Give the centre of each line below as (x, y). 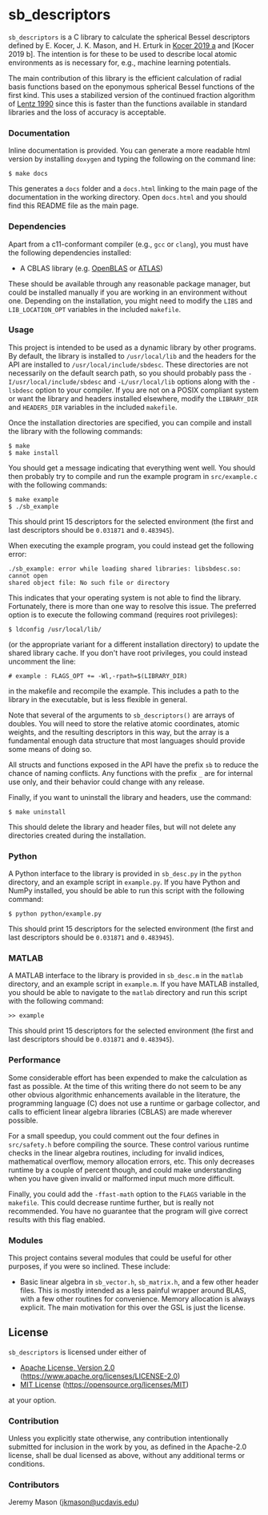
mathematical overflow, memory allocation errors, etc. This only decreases (132, 1161)
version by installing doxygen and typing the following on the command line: (132, 159)
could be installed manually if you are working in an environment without (128, 292)
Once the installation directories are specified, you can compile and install (130, 422)
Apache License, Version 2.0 (67, 1367)
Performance (35, 1060)
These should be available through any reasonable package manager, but (129, 283)
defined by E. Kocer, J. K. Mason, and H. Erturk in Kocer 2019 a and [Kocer (131, 45)
